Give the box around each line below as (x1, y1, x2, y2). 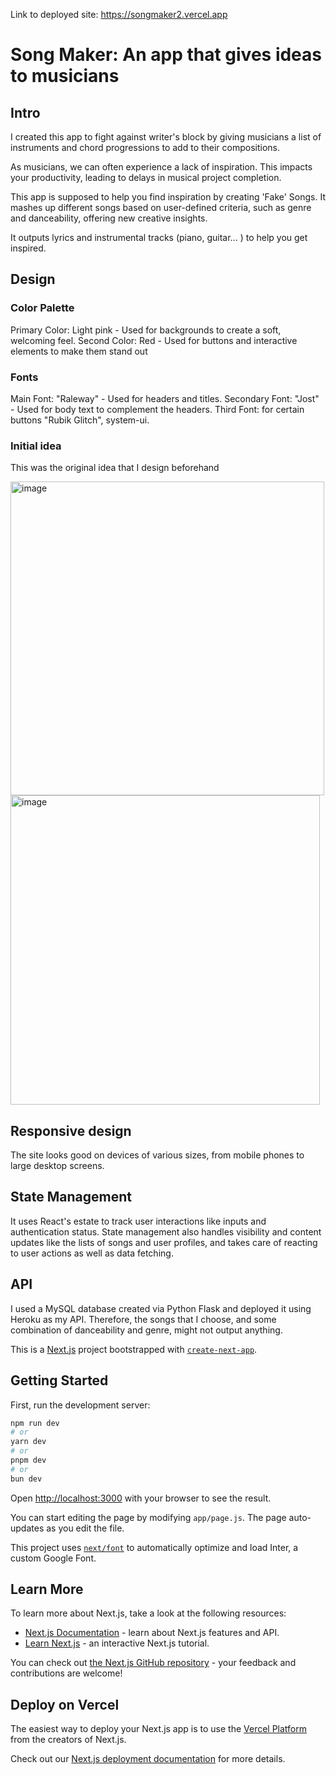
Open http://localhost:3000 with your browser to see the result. (10, 1492, 272, 1504)
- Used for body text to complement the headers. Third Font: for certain (10, 403, 305, 415)
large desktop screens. (10, 1160, 105, 1172)
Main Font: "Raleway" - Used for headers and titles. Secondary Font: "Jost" (10, 392, 320, 404)
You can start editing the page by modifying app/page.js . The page (10, 1511, 287, 1523)
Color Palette (10, 301, 75, 315)
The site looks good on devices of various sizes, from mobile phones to (10, 1149, 305, 1161)
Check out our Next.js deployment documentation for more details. (10, 1753, 286, 1765)
